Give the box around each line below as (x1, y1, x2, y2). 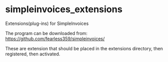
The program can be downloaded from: (5, 30, 88, 36)
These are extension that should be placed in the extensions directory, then (5, 45, 163, 51)
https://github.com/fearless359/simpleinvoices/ (5, 36, 105, 42)
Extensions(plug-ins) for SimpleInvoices (5, 20, 89, 26)
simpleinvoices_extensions (5, 4, 123, 15)
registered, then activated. (5, 51, 60, 57)
